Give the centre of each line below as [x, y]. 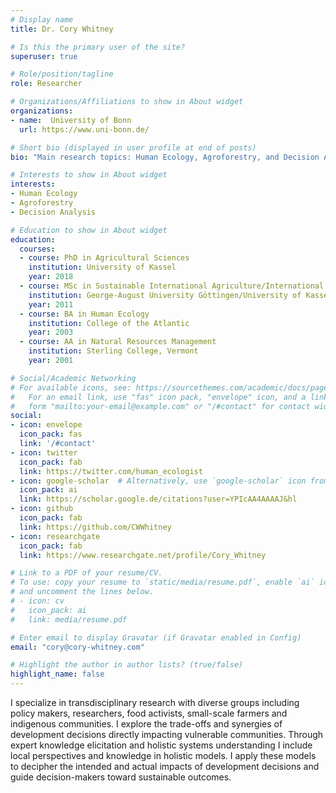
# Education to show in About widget [89, 230]
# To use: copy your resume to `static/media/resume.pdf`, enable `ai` [162, 582]
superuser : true [44, 56]
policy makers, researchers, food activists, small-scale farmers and [149, 713]
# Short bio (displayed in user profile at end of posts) [133, 147]
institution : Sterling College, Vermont [113, 351]
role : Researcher [46, 84]
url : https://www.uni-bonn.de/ [84, 129]
